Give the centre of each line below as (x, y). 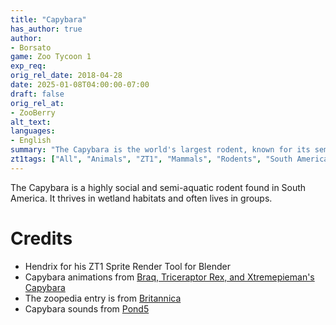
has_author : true (46, 29)
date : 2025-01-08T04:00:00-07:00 (80, 85)
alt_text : (31, 122)
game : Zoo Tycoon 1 (51, 57)
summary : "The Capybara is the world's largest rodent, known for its (160, 150)
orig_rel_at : (37, 103)
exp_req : (28, 66)
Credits (41, 238)
